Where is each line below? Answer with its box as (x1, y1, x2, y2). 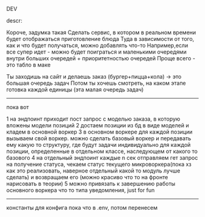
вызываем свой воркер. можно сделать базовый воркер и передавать (6, 135, 192, 142)
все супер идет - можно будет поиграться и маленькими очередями (6, 48, 187, 55)
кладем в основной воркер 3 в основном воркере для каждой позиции (6, 128, 193, 135)
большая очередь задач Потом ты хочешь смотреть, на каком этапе (6, 79, 186, 87)
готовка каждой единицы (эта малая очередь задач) (6, 86, 144, 93)
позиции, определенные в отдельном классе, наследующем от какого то (6, 148, 198, 155)
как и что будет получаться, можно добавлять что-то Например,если (6, 42, 189, 49)
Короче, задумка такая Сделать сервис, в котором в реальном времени (6, 29, 196, 36)
